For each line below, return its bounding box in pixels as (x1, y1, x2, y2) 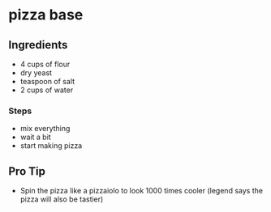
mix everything (19, 124, 71, 134)
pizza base (8, 6, 84, 24)
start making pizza (19, 141, 83, 151)
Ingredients (8, 38, 68, 52)
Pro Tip (8, 164, 46, 178)
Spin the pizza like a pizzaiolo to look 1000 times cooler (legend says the (19, 186, 264, 196)
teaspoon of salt (19, 77, 75, 86)
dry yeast (19, 68, 53, 78)
